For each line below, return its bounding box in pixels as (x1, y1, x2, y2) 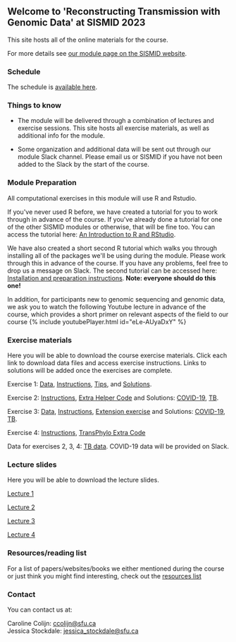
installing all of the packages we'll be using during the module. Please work (7, 251, 226, 260)
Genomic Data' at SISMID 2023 (7, 17, 146, 29)
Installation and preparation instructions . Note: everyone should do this (7, 273, 216, 282)
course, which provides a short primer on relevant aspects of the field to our (7, 310, 229, 319)
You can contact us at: (7, 605, 73, 614)
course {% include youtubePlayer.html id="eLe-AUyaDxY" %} (7, 317, 187, 326)
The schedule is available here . (7, 83, 98, 91)
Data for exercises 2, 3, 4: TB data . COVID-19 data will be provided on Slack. (7, 442, 229, 451)
